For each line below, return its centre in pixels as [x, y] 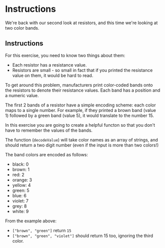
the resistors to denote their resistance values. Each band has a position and [83, 90]
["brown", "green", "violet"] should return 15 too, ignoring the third [83, 236]
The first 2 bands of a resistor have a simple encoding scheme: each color [81, 105]
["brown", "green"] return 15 [42, 230]
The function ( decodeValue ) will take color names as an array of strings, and [82, 140]
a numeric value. [22, 95]
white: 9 [20, 211]
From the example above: [31, 221]
